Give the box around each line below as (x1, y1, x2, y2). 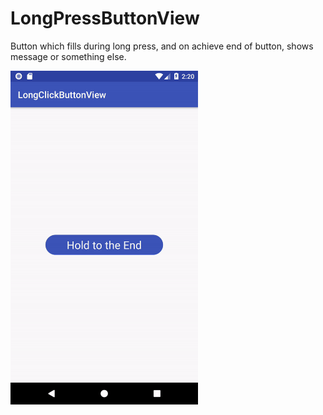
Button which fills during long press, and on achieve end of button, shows (10, 40, 314, 52)
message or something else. (10, 50, 127, 62)
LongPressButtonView (10, 7, 200, 30)
